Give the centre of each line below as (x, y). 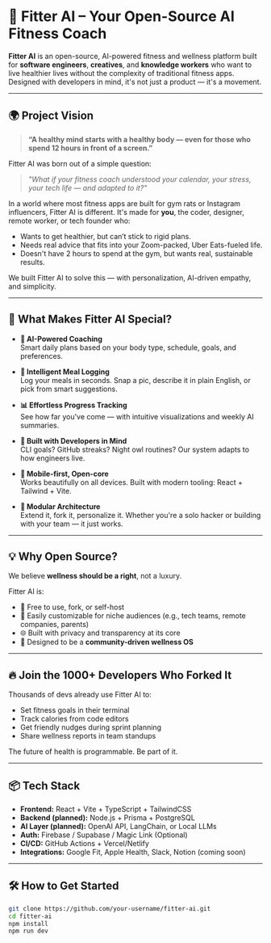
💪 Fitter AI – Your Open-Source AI (122, 17)
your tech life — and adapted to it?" (88, 187)
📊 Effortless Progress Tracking (73, 405)
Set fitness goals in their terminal (75, 710)
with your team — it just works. (71, 524)
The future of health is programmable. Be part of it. (93, 751)
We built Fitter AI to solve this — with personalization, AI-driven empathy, (130, 277)
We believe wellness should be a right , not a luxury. (95, 576)
